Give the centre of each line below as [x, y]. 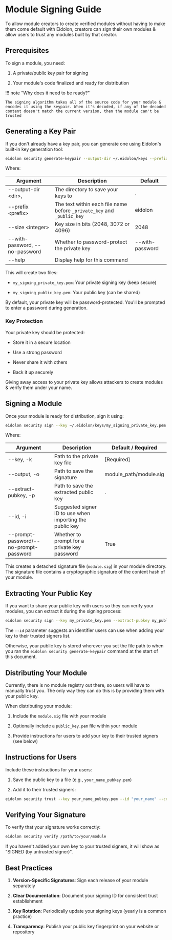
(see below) [25, 741]
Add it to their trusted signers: [44, 789]
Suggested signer [76, 507]
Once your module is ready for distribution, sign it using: [64, 416]
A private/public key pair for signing [50, 73]
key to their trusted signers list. [38, 636]
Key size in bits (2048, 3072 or [92, 224]
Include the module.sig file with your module [59, 716]
